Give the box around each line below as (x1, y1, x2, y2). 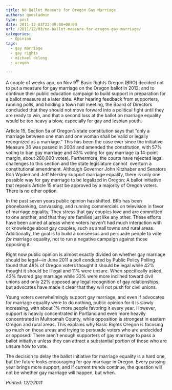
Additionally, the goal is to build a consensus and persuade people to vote (6, 230, 162, 236)
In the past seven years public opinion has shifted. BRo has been (6, 197, 142, 203)
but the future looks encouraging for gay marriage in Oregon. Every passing (6, 358, 166, 365)
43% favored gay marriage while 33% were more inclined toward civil (6, 273, 153, 279)
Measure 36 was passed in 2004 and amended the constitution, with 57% (6, 144, 162, 150)
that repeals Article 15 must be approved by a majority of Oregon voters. (6, 182, 158, 188)
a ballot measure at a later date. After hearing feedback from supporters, (6, 96, 159, 102)
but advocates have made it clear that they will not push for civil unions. (6, 284, 158, 290)
